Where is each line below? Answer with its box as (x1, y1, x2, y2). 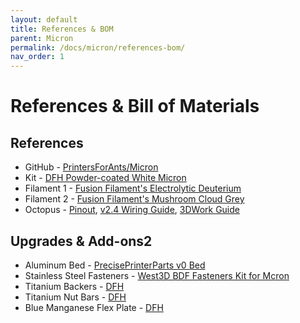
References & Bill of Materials (10, 95, 260, 118)
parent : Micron (10, 33, 74, 43)
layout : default (10, 14, 78, 25)
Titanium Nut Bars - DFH (24, 291, 127, 303)
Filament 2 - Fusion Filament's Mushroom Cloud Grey (24, 193, 245, 205)
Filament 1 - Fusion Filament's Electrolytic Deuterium (24, 182, 242, 195)
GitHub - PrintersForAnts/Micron (24, 161, 159, 173)
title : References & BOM (10, 24, 114, 34)
